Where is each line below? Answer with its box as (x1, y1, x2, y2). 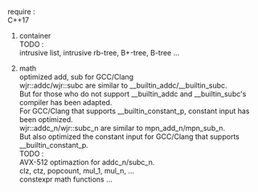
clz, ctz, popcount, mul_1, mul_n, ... (18, 166, 134, 175)
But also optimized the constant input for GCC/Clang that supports (18, 132, 240, 141)
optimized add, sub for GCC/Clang (18, 72, 134, 81)
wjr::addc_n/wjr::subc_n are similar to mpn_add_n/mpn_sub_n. (18, 124, 226, 133)
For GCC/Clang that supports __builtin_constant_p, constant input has (18, 106, 250, 116)
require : (7, 7, 35, 16)
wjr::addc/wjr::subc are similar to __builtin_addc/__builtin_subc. (18, 80, 227, 90)
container (18, 31, 51, 40)
